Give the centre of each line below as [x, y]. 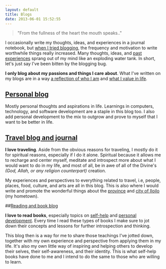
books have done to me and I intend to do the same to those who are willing [83, 257]
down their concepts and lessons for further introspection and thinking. [78, 226]
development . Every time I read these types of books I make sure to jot [77, 221]
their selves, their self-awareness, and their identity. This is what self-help [81, 251]
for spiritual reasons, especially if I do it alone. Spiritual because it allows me [83, 155]
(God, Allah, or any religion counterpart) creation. [56, 171]
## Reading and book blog [32, 206]
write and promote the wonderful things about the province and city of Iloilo [82, 191]
